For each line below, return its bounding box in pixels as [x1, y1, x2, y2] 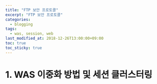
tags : [5, 26, 17, 32]
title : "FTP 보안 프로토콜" [5, 7, 59, 13]
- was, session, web [10, 31, 54, 36]
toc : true [5, 41, 27, 46]
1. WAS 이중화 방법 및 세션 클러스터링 [5, 69, 153, 80]
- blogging [10, 21, 33, 27]
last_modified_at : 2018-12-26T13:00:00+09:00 [5, 36, 103, 41]
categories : [5, 17, 31, 22]
